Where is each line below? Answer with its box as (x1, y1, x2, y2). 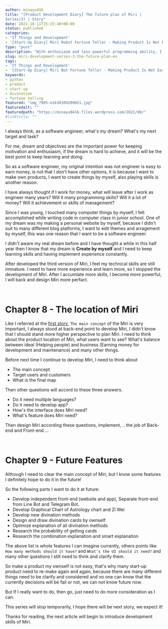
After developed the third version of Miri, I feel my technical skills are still (5, 261, 155, 267)
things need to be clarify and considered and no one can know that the (5, 573, 151, 579)
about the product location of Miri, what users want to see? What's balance (5, 336, 160, 342)
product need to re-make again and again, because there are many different (5, 568, 162, 574)
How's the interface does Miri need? (12, 407, 87, 413)
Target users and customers (12, 371, 71, 378)
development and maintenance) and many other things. (5, 347, 119, 353)
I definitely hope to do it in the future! (5, 476, 81, 482)
